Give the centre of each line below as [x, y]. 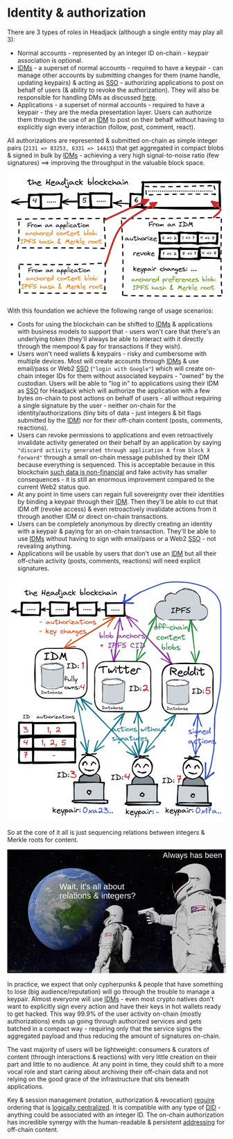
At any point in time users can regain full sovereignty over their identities [121, 494]
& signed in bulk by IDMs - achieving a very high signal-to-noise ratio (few [113, 155]
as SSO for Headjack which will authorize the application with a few [113, 391]
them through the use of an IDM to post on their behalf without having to [121, 119]
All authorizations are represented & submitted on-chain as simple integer [113, 140]
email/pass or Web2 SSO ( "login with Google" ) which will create [110, 368]
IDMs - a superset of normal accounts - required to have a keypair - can [120, 68]
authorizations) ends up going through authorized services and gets [104, 1021]
